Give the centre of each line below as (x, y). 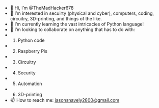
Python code (31, 40)
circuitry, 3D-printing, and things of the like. (56, 19)
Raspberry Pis (32, 51)
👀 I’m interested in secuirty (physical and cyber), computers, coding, (82, 13)
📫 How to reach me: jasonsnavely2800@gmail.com (65, 100)
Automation (30, 84)
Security (26, 73)
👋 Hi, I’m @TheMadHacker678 (42, 8)
